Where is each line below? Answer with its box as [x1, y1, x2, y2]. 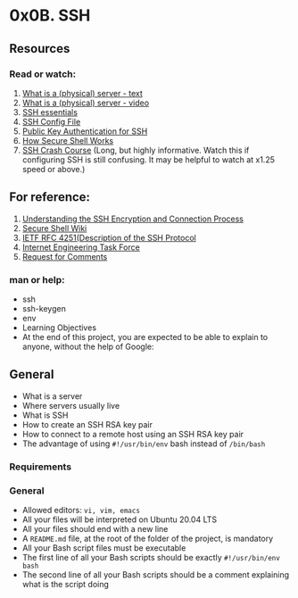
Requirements [9, 461, 72, 473]
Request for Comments [21, 251, 108, 262]
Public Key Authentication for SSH [21, 126, 148, 137]
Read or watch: [9, 68, 77, 80]
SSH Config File [21, 116, 81, 127]
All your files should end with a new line [21, 524, 169, 535]
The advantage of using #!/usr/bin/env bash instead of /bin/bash [21, 438, 266, 449]
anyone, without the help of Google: [21, 341, 154, 352]
